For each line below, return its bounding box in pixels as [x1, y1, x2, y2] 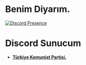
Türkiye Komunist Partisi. [12, 54, 66, 60]
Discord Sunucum [5, 37, 81, 49]
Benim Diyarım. [5, 3, 70, 15]
